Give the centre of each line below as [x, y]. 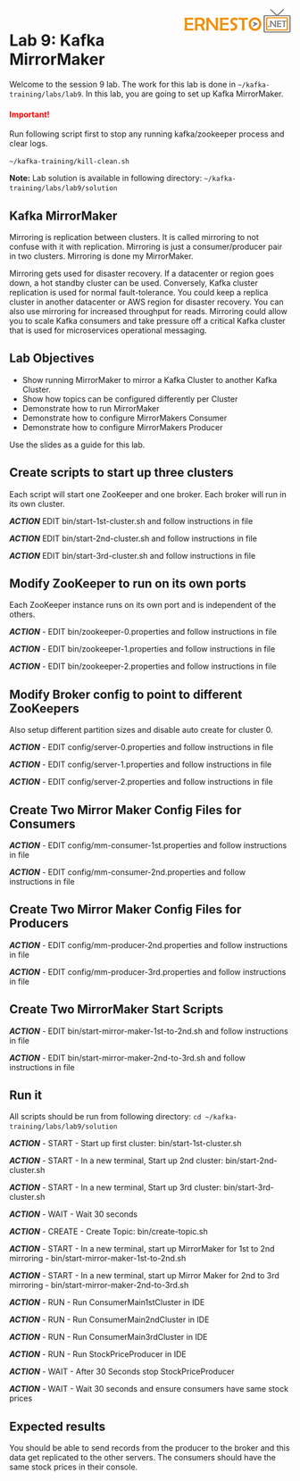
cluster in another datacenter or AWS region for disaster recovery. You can [146, 302]
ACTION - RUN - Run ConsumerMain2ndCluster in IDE [109, 1319]
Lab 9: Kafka [57, 41]
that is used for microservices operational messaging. [108, 330]
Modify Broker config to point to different [126, 694]
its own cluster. [37, 503]
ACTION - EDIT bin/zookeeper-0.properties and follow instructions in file [143, 632]
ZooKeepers [45, 708]
